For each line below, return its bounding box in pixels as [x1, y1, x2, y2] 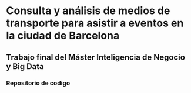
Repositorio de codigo [6, 79, 71, 87]
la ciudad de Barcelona [6, 29, 120, 42]
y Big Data [6, 61, 44, 71]
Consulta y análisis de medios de [6, 4, 170, 18]
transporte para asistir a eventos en [6, 16, 184, 30]
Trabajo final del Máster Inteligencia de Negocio [6, 52, 185, 62]
